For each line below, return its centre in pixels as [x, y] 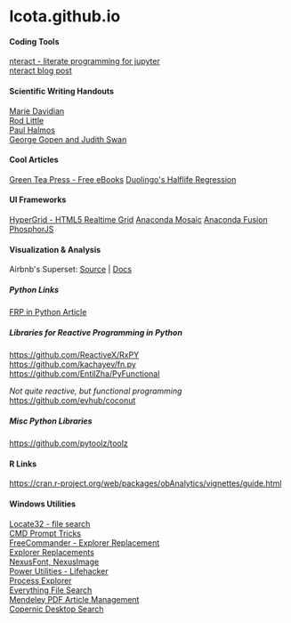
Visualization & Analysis [55, 249]
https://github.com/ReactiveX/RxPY [74, 355]
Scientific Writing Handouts [61, 91]
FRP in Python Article [48, 312]
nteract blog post [41, 71]
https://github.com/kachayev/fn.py [73, 364]
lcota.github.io [65, 16]
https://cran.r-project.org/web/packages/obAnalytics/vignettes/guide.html [145, 483]
